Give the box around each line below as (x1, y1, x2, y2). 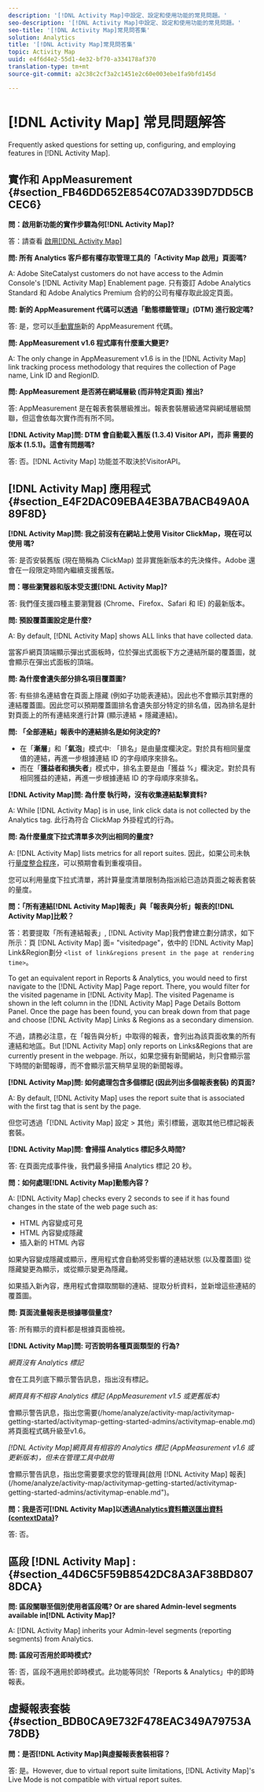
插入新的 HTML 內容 (19, 1238, 85, 1248)
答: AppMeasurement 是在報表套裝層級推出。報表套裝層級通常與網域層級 (8, 404, 244, 413)
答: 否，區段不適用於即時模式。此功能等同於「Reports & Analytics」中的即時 (8, 1667, 255, 1676)
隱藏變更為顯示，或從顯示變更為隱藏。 (8, 1264, 132, 1274)
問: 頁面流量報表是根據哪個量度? (8, 1307, 112, 1318)
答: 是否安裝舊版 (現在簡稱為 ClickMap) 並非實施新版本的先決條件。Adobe (8, 555, 247, 565)
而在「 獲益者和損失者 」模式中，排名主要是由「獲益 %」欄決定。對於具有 (19, 764, 256, 773)
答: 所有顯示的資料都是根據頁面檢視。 (8, 1325, 130, 1334)
